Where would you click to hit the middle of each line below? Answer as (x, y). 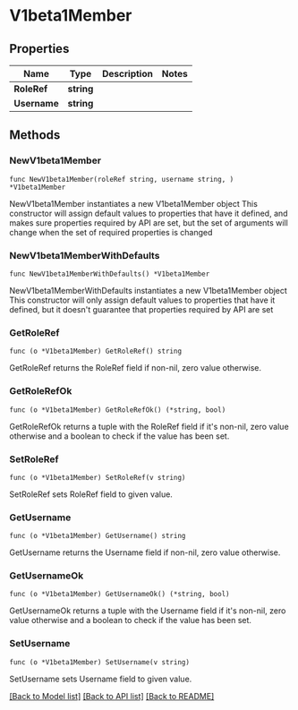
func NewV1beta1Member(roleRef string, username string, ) (122, 179)
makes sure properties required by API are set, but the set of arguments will (149, 222)
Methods (35, 135)
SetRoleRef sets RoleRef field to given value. (91, 494)
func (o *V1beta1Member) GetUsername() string (98, 536)
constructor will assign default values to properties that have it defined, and (149, 213)
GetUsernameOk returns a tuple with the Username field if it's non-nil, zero (148, 611)
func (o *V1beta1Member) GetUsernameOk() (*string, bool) (119, 595)
